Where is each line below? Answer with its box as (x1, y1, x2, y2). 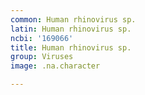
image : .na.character (10, 61, 101, 71)
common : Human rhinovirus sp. (10, 14, 137, 25)
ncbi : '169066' (10, 33, 74, 43)
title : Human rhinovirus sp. (10, 42, 132, 53)
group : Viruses (10, 52, 74, 62)
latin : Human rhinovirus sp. (10, 24, 132, 34)
